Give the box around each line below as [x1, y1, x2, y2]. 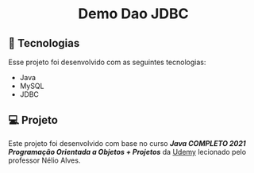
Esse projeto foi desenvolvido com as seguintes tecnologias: [8, 57, 206, 67]
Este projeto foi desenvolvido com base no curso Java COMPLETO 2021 [8, 138, 246, 148]
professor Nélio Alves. [8, 156, 81, 165]
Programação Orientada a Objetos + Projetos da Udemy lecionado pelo [8, 147, 247, 156]
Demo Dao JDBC [78, 5, 189, 23]
